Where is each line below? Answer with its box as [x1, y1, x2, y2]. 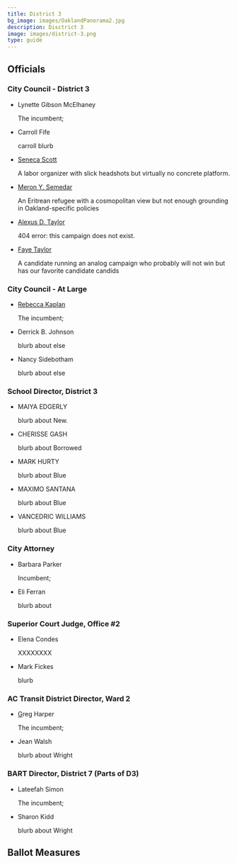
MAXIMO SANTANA [17, 485, 76, 493]
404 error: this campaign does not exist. [17, 231, 136, 239]
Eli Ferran [17, 587, 46, 596]
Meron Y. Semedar [17, 182, 73, 191]
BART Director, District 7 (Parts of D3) [7, 769, 139, 779]
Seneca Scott [17, 155, 57, 164]
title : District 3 [7, 10, 62, 18]
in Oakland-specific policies [17, 203, 99, 213]
